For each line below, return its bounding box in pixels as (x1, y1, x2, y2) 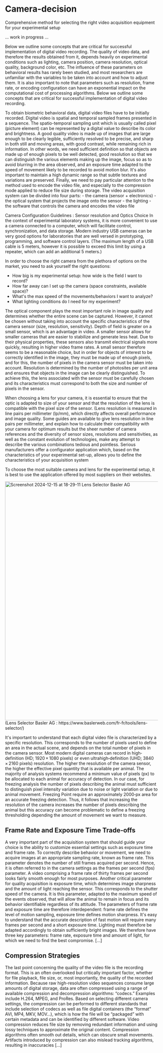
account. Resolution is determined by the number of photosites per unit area (5, 365, 158, 370)
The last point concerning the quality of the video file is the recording (5, 964, 144, 970)
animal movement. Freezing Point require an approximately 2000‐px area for (5, 791, 158, 797)
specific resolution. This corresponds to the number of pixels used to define (5, 739, 157, 745)
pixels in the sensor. (5, 386, 45, 391)
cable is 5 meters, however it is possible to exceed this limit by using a (5, 243, 146, 249)
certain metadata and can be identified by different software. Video (5, 1016, 140, 1022)
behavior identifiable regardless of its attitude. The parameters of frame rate (5, 901, 158, 907)
